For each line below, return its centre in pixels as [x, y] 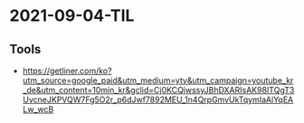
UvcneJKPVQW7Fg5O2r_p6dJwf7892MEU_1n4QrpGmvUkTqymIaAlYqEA [158, 99]
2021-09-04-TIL [72, 16]
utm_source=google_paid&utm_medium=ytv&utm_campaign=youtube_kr [158, 80]
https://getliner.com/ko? [67, 71]
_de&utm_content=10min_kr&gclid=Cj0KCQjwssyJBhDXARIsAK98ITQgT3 [158, 90]
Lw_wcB [38, 109]
